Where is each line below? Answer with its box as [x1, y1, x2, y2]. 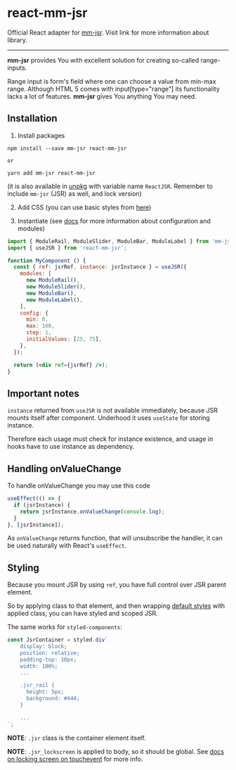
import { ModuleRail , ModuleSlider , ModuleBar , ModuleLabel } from [7, 237, 209, 244]
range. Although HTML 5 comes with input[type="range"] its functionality [7, 85, 220, 93]
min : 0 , [25, 316, 49, 323]
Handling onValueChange [7, 463, 122, 475]
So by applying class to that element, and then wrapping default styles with [7, 602, 225, 610]
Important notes [7, 387, 79, 399]
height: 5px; [25, 688, 65, 695]
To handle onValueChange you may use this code [7, 481, 151, 490]
